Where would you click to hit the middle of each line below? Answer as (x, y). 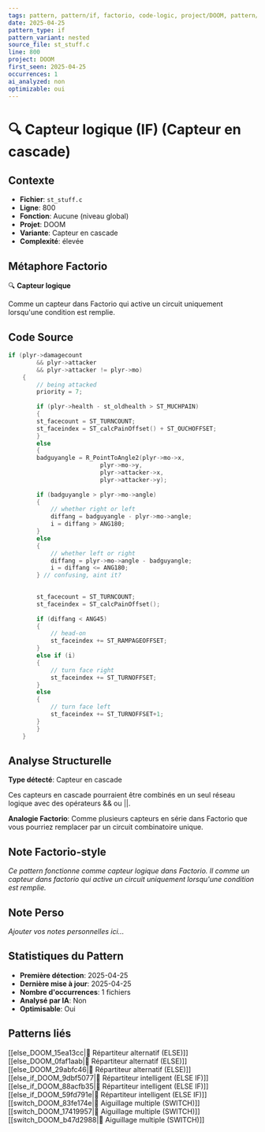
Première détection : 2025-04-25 (74, 975)
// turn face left (80, 707)
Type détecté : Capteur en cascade (65, 780)
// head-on (68, 633)
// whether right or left (93, 510)
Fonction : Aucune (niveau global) (74, 216)
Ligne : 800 (37, 208)
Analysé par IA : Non (53, 1000)
